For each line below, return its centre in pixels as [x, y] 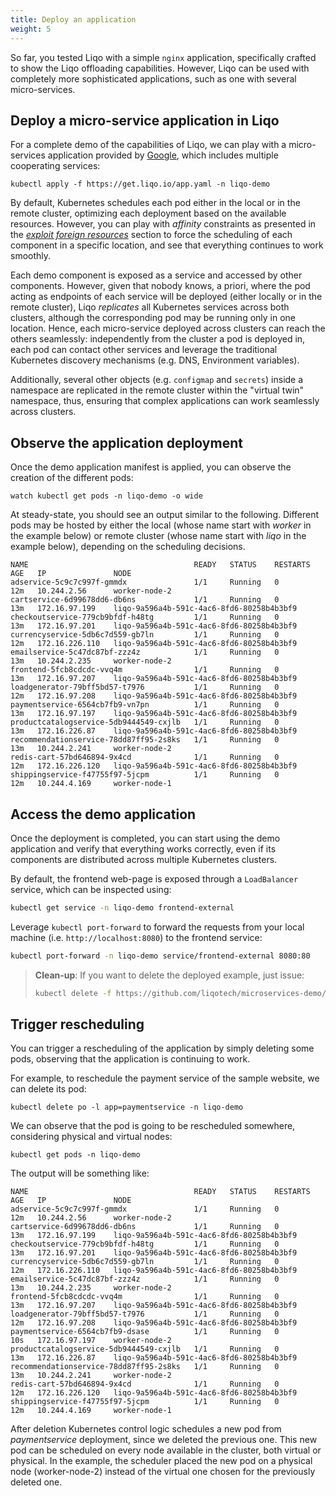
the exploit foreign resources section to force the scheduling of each [151, 235]
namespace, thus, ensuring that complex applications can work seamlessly [165, 401]
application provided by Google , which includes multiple [163, 155]
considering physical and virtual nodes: [91, 1137]
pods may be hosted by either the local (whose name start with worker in [161, 525]
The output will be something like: [80, 1173]
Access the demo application [103, 814]
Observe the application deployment [126, 442]
